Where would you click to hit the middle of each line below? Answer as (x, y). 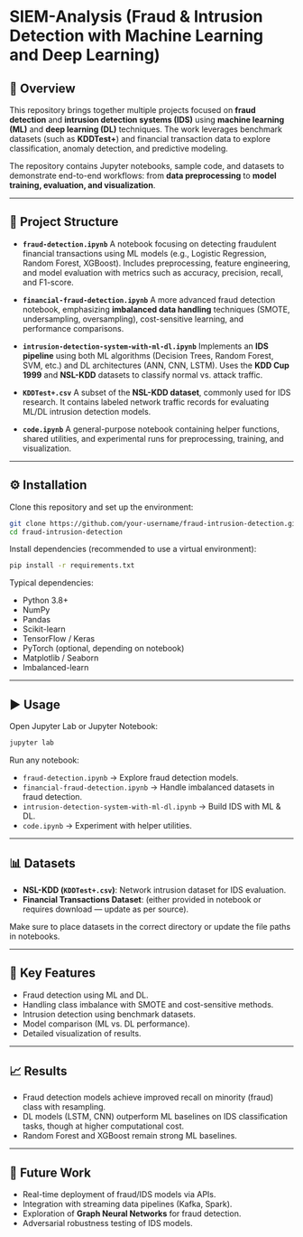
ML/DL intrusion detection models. (87, 411)
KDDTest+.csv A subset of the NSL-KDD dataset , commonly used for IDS (156, 392)
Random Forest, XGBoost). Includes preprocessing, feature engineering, (156, 263)
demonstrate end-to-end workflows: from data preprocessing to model (143, 175)
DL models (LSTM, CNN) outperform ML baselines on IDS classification (155, 1117)
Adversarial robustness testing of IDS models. (108, 1223)
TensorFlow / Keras (59, 639)
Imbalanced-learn (55, 668)
